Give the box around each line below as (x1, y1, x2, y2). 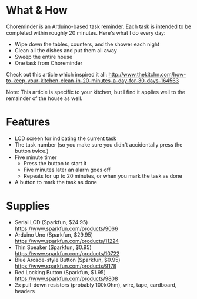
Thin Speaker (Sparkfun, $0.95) (14, 244, 92, 251)
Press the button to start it (23, 160, 87, 167)
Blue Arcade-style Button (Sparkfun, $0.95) (14, 256, 121, 263)
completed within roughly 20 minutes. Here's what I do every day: (6, 29, 166, 36)
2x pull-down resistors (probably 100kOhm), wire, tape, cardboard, (14, 281, 177, 288)
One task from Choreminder (14, 59, 83, 67)
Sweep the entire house (14, 53, 72, 60)
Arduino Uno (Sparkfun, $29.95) (14, 231, 93, 238)
